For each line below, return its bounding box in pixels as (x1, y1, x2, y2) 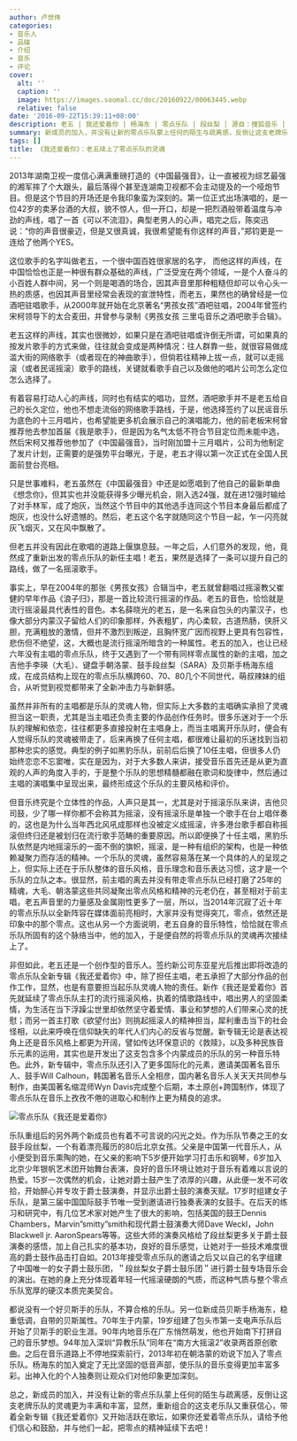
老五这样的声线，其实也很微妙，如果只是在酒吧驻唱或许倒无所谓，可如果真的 (9, 329, 288, 340)
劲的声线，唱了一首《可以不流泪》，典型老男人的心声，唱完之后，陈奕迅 (9, 214, 269, 225)
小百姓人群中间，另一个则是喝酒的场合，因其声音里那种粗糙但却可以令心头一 (9, 277, 288, 288)
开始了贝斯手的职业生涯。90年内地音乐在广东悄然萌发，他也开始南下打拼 (9, 1326, 275, 1336)
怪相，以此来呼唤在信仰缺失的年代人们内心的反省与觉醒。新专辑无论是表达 (9, 1026, 280, 1036)
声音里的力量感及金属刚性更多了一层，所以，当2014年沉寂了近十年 (39, 896, 283, 907)
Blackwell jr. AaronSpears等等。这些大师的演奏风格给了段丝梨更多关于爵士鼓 (9, 1229, 288, 1240)
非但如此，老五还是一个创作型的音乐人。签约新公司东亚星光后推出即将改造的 (9, 959, 288, 970)
